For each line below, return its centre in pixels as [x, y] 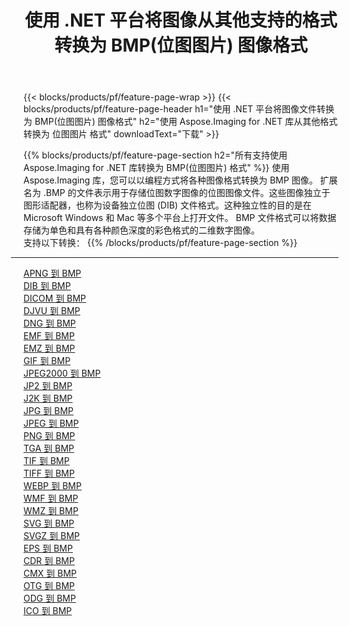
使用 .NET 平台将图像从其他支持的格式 [181, 20]
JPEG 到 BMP [51, 423]
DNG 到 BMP [49, 323]
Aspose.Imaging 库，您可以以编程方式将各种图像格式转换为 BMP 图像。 [170, 180]
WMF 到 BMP [51, 498]
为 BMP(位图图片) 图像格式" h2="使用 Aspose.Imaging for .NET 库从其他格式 [180, 122]
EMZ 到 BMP [49, 348]
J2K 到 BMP [48, 398]
